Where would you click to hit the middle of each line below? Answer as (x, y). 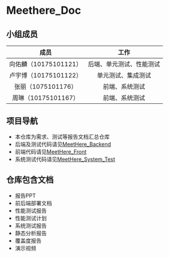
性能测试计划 (31, 218)
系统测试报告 (31, 225)
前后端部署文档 (33, 203)
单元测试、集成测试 (124, 75)
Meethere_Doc (44, 11)
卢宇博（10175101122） (46, 75)
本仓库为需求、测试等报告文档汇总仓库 (62, 136)
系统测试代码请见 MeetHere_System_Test (65, 159)
